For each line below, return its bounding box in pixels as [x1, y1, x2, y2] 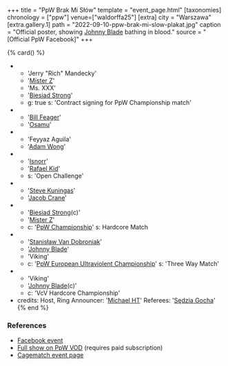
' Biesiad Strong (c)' [27, 208, 81, 216]
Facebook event [17, 336, 63, 345]
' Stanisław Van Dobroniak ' [27, 238, 102, 245]
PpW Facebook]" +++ [30, 35, 93, 43]
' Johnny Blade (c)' [27, 282, 77, 289]
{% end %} [17, 303, 50, 312]
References [7, 321, 47, 330]
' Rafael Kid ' [27, 165, 61, 172]
